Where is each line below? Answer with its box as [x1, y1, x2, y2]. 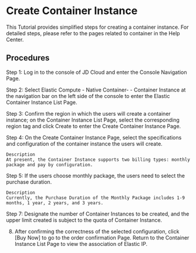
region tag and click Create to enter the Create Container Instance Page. [6, 122, 181, 130]
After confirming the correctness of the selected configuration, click [14, 228, 180, 235]
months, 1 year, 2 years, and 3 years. [6, 200, 104, 206]
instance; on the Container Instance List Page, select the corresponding [6, 116, 180, 123]
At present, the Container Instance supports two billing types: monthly [6, 157, 191, 163]
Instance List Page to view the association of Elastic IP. [14, 240, 148, 247]
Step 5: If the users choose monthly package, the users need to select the [6, 172, 185, 179]
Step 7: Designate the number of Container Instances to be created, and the [6, 210, 190, 217]
